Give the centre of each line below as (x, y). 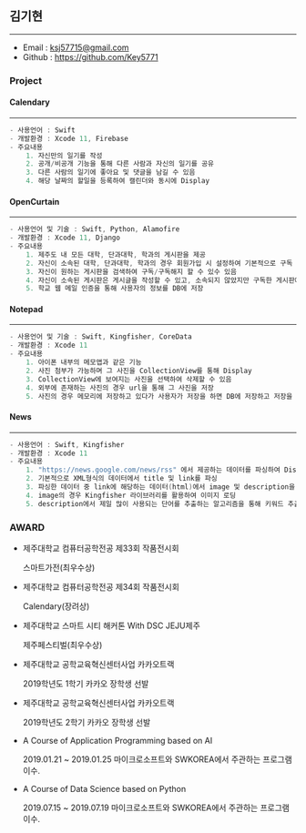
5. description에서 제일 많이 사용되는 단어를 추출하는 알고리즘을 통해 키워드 (155, 503)
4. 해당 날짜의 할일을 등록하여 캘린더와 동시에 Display (118, 181)
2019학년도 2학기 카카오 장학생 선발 (87, 722)
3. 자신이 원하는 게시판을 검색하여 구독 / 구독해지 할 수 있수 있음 (131, 271)
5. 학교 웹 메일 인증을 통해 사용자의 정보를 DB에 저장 (115, 289)
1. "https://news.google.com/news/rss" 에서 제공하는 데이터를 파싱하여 (153, 470)
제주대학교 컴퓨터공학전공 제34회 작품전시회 (101, 586)
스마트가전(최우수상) (59, 567)
